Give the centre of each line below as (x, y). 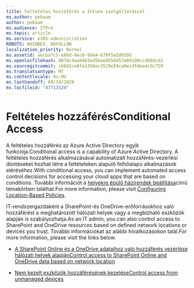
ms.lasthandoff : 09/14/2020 (40, 83)
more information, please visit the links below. (61, 237)
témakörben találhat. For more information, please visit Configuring (86, 188)
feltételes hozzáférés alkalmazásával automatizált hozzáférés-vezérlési (92, 157)
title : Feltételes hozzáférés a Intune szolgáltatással (75, 11)
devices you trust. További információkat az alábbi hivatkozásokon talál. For (96, 231)
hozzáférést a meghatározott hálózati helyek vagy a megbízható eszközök (95, 212)
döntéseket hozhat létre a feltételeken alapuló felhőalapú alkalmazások (91, 164)
